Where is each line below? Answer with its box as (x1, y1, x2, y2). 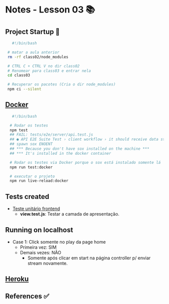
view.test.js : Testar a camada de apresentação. (20, 211, 120, 217)
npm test (10, 128, 28, 133)
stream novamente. (27, 260, 68, 266)
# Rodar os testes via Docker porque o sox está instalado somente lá (10, 160, 161, 165)
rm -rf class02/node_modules (7, 54, 69, 59)
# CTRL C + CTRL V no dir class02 (7, 63, 80, 68)
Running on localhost (5, 226, 73, 234)
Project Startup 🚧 (5, 27, 60, 36)
